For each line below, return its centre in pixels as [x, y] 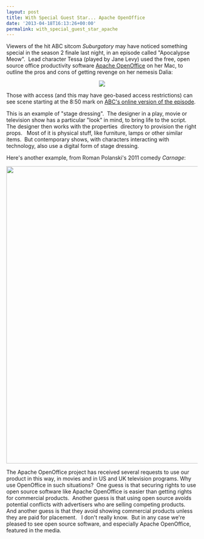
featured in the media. [34, 530]
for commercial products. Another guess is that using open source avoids [99, 498]
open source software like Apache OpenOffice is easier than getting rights [99, 491]
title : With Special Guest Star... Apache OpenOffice [76, 18]
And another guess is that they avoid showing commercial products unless [100, 511]
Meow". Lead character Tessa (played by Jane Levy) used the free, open [98, 59]
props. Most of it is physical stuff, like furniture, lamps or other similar [95, 133]
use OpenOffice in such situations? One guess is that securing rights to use [101, 485]
